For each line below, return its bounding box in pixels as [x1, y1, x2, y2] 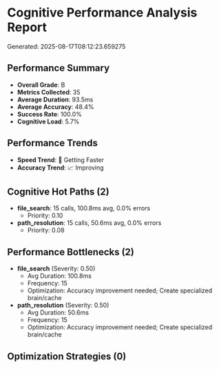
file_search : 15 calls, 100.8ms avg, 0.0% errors [17, 204, 151, 212]
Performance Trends [7, 137, 98, 149]
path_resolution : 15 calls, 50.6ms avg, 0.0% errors [17, 219, 162, 227]
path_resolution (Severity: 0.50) [17, 301, 109, 310]
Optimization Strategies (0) [7, 350, 127, 362]
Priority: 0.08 [27, 226, 65, 235]
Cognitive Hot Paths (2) [7, 186, 109, 197]
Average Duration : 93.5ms [17, 95, 94, 103]
